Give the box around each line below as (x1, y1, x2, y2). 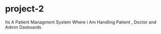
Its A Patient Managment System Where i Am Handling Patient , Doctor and (5, 19, 157, 25)
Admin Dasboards (5, 24, 42, 30)
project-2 (5, 3, 44, 14)
